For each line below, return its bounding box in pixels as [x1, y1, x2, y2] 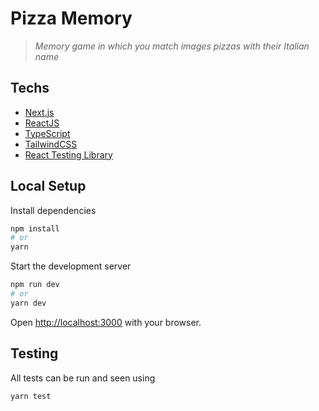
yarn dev [10, 298, 47, 308]
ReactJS [24, 117, 60, 129]
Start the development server [10, 260, 132, 272]
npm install [10, 223, 60, 234]
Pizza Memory [10, 7, 133, 30]
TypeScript [24, 127, 71, 139]
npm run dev [10, 280, 60, 290]
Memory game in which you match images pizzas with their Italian [34, 40, 310, 52]
